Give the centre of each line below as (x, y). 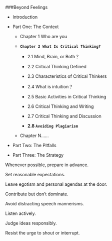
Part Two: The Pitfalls (34, 145)
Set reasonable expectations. (35, 174)
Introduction (25, 17)
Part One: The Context (35, 27)
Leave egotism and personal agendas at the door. (56, 184)
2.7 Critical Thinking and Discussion (64, 116)
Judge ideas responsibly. (31, 223)
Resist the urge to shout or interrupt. (42, 233)
